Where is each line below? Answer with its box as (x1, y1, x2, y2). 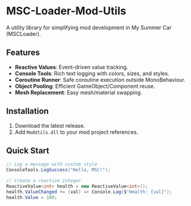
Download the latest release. (14, 122, 85, 129)
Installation (6, 106, 49, 116)
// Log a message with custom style (6, 161, 97, 168)
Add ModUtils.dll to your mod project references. (14, 128, 138, 136)
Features (6, 48, 40, 58)
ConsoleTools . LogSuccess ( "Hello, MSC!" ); (6, 167, 111, 173)
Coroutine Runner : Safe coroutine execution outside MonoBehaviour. (14, 76, 186, 83)
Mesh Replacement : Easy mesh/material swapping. (14, 88, 143, 96)
